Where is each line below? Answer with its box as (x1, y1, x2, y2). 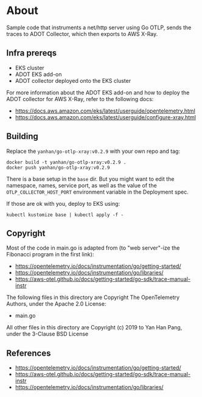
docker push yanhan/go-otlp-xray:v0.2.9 (6, 164, 111, 170)
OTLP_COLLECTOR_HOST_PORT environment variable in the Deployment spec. (6, 188, 189, 195)
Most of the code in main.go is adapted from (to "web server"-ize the (6, 244, 180, 251)
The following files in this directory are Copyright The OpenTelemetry (6, 293, 180, 301)
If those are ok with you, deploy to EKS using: (6, 200, 120, 207)
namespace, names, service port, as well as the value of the (6, 181, 157, 189)
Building (6, 132, 38, 142)
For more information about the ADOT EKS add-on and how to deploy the (6, 89, 190, 96)
